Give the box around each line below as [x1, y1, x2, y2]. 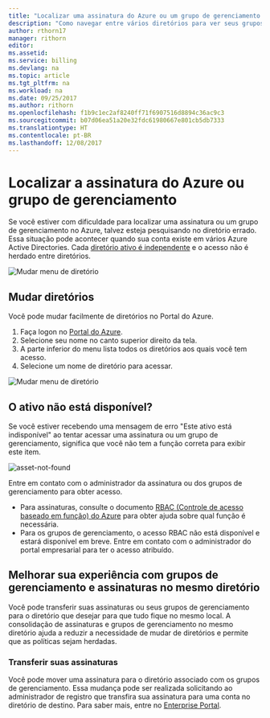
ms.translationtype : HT [8, 124, 88, 132]
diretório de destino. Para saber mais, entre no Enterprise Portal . [8, 700, 222, 710]
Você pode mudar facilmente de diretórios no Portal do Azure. [8, 311, 215, 322]
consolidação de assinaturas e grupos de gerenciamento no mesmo [8, 619, 234, 629]
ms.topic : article [8, 72, 70, 80]
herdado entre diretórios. [8, 251, 91, 261]
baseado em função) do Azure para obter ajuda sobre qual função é [19, 511, 246, 521]
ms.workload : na [8, 86, 63, 95]
